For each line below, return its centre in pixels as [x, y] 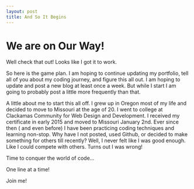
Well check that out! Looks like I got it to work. [62, 62]
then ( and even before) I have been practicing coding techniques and [90, 128]
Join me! [17, 181]
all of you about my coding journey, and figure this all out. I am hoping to [93, 80]
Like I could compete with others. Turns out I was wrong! [75, 147]
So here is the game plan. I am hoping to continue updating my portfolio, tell [97, 73]
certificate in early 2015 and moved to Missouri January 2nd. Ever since [93, 122]
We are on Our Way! [56, 46]
